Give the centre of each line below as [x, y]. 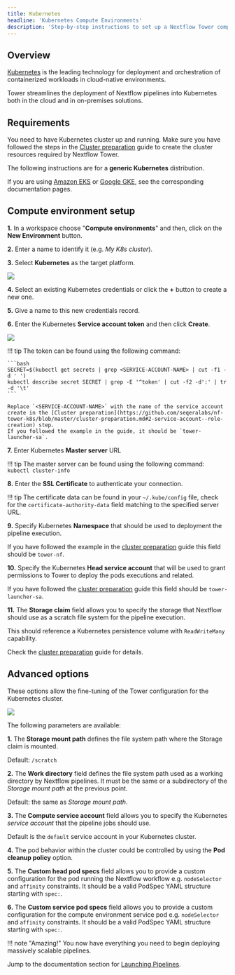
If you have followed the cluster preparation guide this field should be [107, 589]
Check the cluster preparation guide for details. [75, 652]
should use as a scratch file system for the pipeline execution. [97, 617]
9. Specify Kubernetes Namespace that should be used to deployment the [115, 525]
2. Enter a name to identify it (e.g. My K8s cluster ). [80, 249]
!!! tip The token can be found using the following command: [94, 351]
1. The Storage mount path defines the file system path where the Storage [115, 739]
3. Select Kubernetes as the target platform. [71, 262]
